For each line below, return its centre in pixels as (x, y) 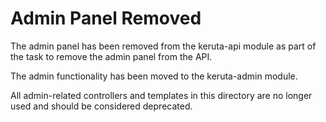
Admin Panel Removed (106, 18)
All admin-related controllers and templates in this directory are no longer (161, 95)
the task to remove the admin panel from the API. (111, 56)
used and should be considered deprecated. (101, 106)
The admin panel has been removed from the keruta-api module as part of (163, 46)
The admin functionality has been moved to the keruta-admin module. (154, 76)
